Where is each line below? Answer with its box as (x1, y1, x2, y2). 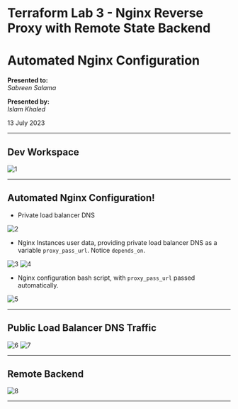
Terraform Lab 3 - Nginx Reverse (7, 5, 204, 21)
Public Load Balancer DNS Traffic (7, 322, 157, 334)
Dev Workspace (7, 146, 79, 158)
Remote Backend (7, 368, 84, 380)
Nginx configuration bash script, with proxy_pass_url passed (17, 273, 195, 282)
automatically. (17, 280, 59, 289)
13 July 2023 (7, 119, 45, 127)
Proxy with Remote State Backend (7, 20, 211, 36)
